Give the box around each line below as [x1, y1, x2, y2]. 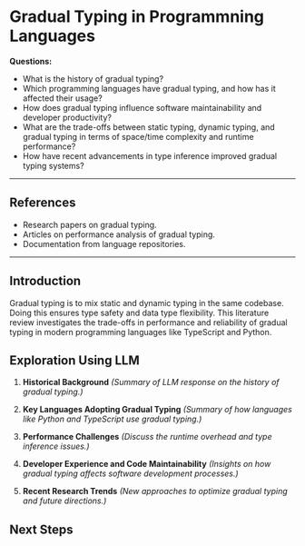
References [9, 195, 76, 211]
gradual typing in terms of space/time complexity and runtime [22, 131, 254, 142]
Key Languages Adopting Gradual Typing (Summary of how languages [22, 404, 292, 415]
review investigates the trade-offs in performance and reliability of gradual [9, 316, 288, 328]
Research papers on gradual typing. [22, 219, 157, 230]
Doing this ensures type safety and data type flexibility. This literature [9, 307, 270, 318]
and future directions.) [22, 495, 107, 506]
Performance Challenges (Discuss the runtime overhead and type [22, 432, 272, 442]
